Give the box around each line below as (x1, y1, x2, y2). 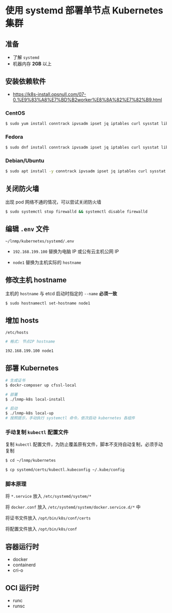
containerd (12, 562, 36, 568)
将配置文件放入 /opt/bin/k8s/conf (5, 526, 77, 532)
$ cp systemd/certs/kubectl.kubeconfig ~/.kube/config (5, 467, 125, 473)
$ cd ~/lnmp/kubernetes (5, 458, 56, 463)
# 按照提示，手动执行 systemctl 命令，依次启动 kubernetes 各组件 (5, 416, 135, 421)
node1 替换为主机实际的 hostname (12, 259, 81, 265)
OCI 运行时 (5, 583, 39, 592)
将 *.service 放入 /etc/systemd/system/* (5, 493, 92, 499)
